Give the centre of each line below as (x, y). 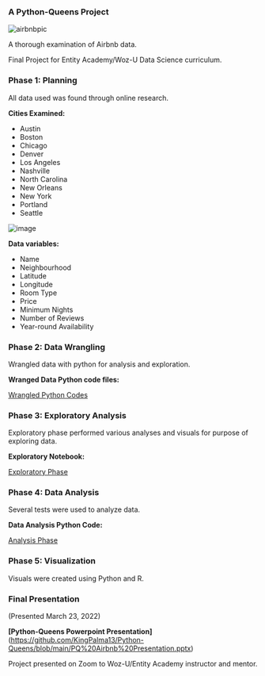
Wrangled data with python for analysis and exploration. (99, 364)
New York (36, 196)
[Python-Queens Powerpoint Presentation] (80, 632)
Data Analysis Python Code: (55, 525)
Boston (31, 136)
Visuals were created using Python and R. (76, 578)
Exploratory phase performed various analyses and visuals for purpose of (129, 433)
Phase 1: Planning (43, 80)
